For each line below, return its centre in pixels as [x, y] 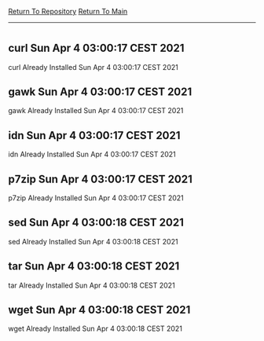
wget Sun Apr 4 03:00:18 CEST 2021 [99, 310]
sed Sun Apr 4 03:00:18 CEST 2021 [96, 223]
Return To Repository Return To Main [68, 11]
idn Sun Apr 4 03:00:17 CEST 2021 [94, 136]
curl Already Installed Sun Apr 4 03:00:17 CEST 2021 [93, 67]
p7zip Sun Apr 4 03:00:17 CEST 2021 [100, 179]
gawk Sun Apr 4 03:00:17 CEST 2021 [100, 92]
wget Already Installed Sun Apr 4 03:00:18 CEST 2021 [95, 328]
